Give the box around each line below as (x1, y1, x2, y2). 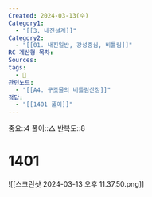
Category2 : (8, 33, 45, 42)
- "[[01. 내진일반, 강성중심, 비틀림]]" (15, 41, 133, 49)
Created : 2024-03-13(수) (8, 11, 89, 20)
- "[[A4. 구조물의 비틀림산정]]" (15, 85, 111, 94)
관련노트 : (8, 78, 34, 86)
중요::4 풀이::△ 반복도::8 (8, 124, 86, 133)
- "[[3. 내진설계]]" (15, 26, 77, 34)
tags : (8, 64, 26, 72)
